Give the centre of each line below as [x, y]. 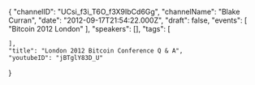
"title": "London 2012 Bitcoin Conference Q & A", [96, 51]
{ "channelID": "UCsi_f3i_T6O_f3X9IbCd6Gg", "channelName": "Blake [124, 12]
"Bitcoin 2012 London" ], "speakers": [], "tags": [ [89, 29]
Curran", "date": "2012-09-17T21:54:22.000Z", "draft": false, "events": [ [128, 20]
